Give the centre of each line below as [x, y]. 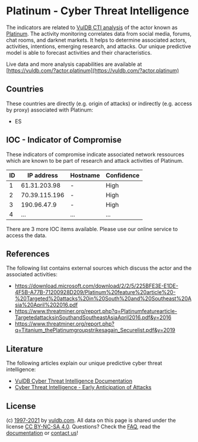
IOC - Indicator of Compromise [64, 140]
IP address [43, 175]
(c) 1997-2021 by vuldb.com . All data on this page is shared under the [91, 420]
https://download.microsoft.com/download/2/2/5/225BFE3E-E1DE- [97, 286]
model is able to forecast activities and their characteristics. [79, 52]
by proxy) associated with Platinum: [50, 110]
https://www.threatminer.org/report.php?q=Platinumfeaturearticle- [96, 311]
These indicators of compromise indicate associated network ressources [95, 154]
